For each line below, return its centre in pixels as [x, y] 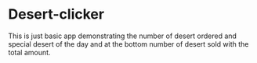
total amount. [29, 52]
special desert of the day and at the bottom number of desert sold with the [128, 44]
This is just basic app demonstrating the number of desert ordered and [123, 36]
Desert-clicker [56, 14]
